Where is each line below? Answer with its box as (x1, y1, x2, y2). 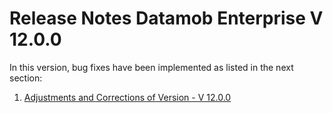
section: (9, 72, 43, 84)
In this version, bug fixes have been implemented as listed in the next (9, 61, 294, 73)
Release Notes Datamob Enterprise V (9, 7, 324, 30)
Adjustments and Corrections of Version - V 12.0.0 (23, 91, 232, 103)
